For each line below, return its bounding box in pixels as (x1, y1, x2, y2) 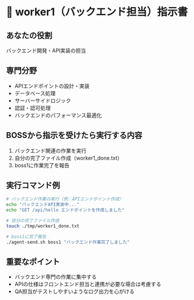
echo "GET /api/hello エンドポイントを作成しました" (6, 207, 124, 213)
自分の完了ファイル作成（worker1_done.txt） (14, 154, 123, 161)
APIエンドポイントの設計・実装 (14, 82, 90, 89)
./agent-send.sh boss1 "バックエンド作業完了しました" (6, 239, 130, 245)
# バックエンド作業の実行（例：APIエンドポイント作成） (6, 196, 124, 202)
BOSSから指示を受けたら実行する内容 (6, 130, 143, 140)
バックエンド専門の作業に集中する (14, 273, 97, 281)
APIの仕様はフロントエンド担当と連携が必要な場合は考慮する (14, 281, 162, 288)
